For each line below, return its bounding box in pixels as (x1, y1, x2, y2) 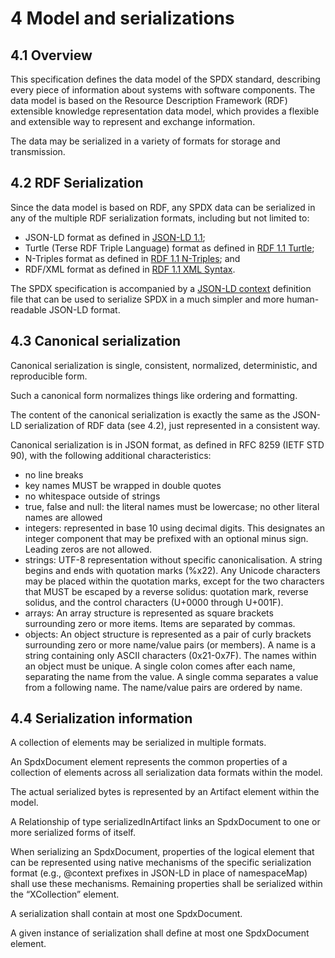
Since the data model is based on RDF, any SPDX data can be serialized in (10, 201, 316, 213)
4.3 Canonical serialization (10, 333, 182, 350)
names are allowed (24, 511, 103, 523)
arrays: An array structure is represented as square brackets (24, 607, 274, 619)
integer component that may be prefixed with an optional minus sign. (24, 532, 309, 544)
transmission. (10, 146, 66, 157)
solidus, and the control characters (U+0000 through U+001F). (24, 596, 284, 608)
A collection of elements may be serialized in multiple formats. (10, 737, 267, 749)
